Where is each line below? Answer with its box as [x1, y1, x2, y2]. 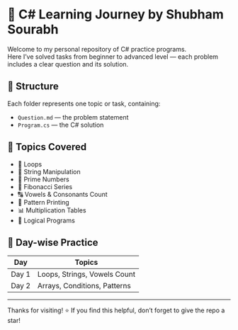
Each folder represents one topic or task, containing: [7, 99, 161, 108]
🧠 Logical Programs [17, 216, 76, 224]
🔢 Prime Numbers [17, 175, 69, 183]
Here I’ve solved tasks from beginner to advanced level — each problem [7, 52, 218, 61]
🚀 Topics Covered [7, 141, 87, 153]
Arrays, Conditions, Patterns [37, 281, 131, 291]
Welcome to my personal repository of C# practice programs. [7, 45, 187, 53]
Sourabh [7, 21, 59, 38]
